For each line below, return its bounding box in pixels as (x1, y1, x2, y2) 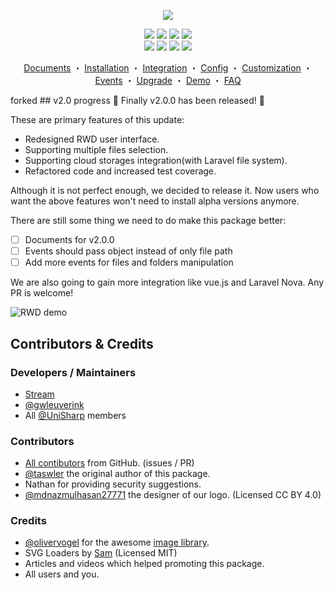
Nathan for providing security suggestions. (24, 478, 202, 490)
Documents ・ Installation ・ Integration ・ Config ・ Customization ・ (23, 62, 313, 74)
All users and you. (24, 568, 100, 580)
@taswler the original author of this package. (24, 468, 211, 480)
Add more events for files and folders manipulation (24, 256, 234, 269)
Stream (24, 388, 55, 400)
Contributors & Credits (10, 335, 154, 352)
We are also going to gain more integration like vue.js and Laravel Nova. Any (10, 276, 325, 289)
